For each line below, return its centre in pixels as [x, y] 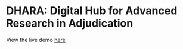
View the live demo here [36, 40]
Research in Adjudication [70, 23]
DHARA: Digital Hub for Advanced [92, 11]
